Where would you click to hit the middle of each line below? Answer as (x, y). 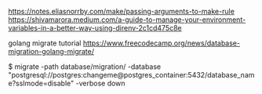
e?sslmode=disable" (41, 83)
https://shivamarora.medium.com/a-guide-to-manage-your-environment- (127, 20)
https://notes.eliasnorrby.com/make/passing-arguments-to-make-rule (122, 11)
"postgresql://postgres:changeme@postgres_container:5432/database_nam (131, 75)
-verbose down (100, 83)
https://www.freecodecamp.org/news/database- (162, 43)
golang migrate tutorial (45, 43)
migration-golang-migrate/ (51, 51)
